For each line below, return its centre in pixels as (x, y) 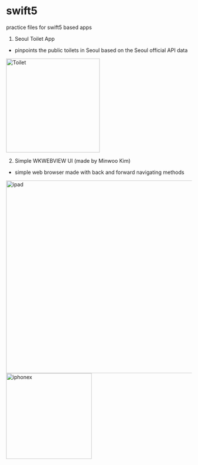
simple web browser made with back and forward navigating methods (99, 172)
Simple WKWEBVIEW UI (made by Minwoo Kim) (72, 160)
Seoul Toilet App (34, 38)
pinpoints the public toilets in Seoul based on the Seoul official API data (101, 50)
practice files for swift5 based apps (49, 27)
